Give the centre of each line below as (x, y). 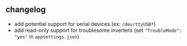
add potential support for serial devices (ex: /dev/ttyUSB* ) (85, 24)
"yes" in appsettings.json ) (46, 36)
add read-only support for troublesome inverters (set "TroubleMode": (98, 30)
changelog (26, 10)
